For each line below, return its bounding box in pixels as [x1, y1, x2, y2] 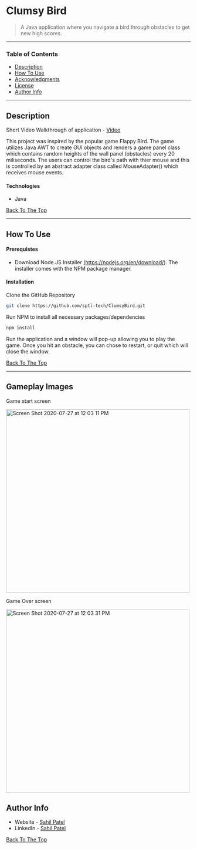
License [14, 82, 34, 89]
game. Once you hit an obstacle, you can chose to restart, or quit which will [6, 342, 189, 349]
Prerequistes [6, 245, 38, 253]
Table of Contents [6, 50, 59, 58]
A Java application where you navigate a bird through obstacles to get [20, 23, 190, 31]
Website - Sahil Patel [14, 818, 65, 826]
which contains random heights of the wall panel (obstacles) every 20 [6, 150, 175, 157]
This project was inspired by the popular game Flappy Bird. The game [6, 138, 175, 145]
